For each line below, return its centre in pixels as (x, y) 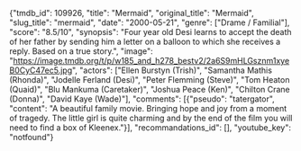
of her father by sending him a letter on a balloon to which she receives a (145, 41)
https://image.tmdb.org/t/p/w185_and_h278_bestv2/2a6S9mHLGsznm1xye (151, 61)
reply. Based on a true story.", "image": (81, 51)
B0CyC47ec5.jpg (41, 70)
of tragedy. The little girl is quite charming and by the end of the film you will (151, 118)
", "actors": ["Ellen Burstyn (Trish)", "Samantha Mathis (172, 70)
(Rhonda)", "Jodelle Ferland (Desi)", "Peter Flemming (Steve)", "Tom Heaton (150, 80)
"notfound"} (32, 137)
